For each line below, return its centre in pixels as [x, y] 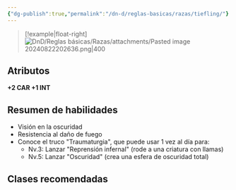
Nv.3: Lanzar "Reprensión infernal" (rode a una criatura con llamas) [126, 149]
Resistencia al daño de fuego [60, 134]
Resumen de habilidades [63, 110]
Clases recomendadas [58, 179]
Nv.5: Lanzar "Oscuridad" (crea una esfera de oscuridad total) [118, 157]
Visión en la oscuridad [50, 127]
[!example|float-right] [56, 34]
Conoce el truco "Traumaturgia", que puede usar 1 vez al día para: [113, 142]
